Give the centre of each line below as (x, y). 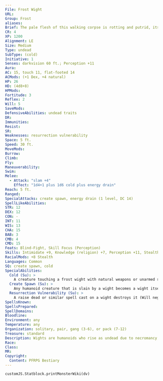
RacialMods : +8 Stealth (29, 257)
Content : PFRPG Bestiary (34, 361)
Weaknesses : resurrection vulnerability (47, 136)
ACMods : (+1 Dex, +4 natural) (36, 77)
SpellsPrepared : (21, 306)
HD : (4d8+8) (17, 86)
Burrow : (13, 153)
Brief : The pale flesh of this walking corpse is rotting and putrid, (78, 28)
